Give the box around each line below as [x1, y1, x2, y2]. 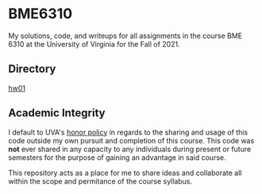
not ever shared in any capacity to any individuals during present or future [8, 144, 252, 154]
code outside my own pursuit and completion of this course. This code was [8, 135, 255, 145]
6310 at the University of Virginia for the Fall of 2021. [8, 39, 180, 48]
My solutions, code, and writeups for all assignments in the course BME [8, 31, 243, 40]
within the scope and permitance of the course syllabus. [8, 176, 193, 186]
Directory [8, 63, 56, 76]
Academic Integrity [8, 106, 106, 120]
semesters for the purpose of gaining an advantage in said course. [8, 152, 226, 162]
